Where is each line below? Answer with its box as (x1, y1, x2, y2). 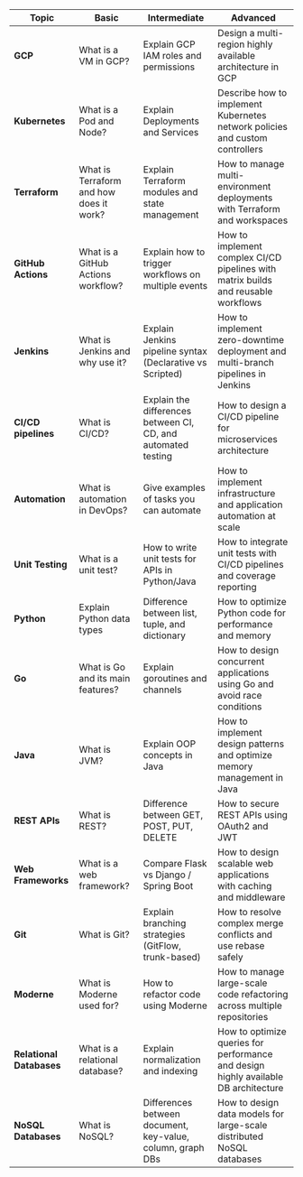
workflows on (142, 268, 201, 281)
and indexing (142, 1065, 198, 1077)
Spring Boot (142, 880, 194, 892)
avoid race (217, 690, 262, 701)
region (217, 38, 245, 51)
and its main (78, 672, 131, 684)
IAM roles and (142, 50, 202, 61)
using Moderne (142, 999, 207, 1012)
